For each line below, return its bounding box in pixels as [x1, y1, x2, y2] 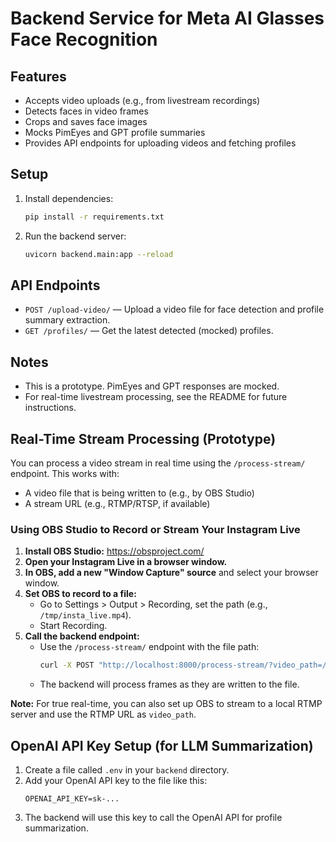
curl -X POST [39, 660, 95, 671]
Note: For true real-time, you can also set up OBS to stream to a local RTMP [10, 698, 323, 710]
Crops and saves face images [24, 116, 148, 127]
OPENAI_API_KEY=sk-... [24, 793, 120, 804]
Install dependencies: [24, 192, 114, 204]
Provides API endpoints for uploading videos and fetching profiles [24, 137, 297, 149]
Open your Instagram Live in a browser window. [24, 556, 228, 568]
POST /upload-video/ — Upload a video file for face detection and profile [24, 303, 325, 316]
